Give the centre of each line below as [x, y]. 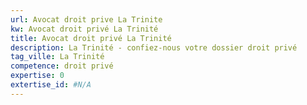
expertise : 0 [37, 76]
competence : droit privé [62, 66]
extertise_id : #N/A [51, 85]
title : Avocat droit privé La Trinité [91, 38]
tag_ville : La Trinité [57, 57]
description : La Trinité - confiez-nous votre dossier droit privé [154, 47]
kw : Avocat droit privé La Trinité [84, 29]
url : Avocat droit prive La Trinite [86, 19]
